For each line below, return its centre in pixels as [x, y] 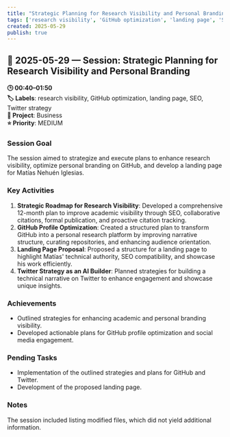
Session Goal [29, 143]
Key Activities [31, 190]
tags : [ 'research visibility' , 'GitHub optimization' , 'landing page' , [111, 20]
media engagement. [45, 340]
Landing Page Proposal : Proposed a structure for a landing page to [112, 249]
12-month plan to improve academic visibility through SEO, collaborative [118, 212]
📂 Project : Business [35, 115]
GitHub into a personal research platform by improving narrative [107, 234]
